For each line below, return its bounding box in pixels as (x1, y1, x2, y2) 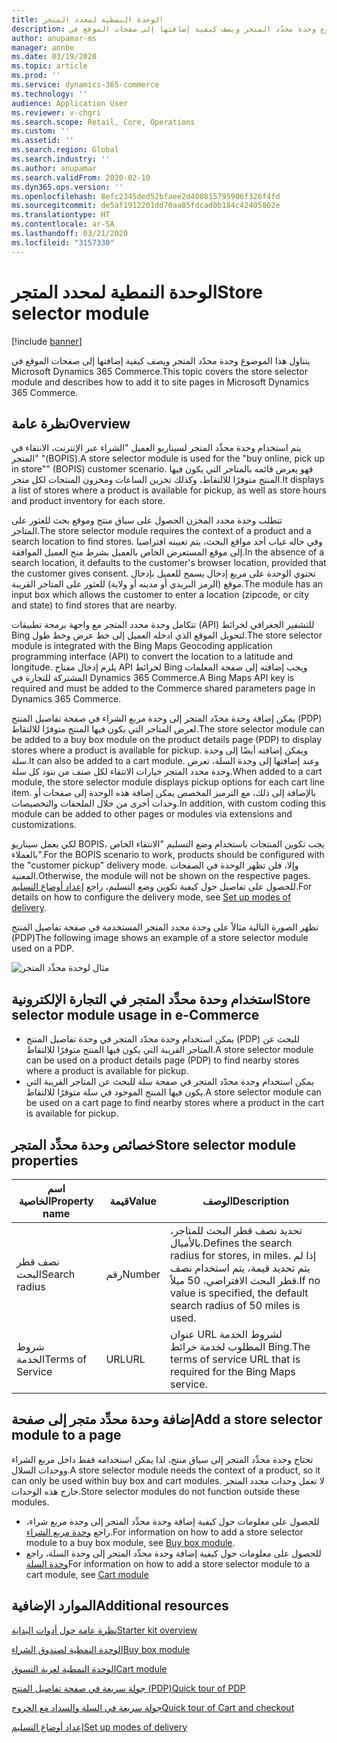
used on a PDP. (11, 942, 75, 955)
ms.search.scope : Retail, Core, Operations (11, 117, 196, 127)
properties (11, 1152, 79, 1169)
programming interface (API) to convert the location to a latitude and (11, 651, 293, 663)
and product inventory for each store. (11, 495, 166, 507)
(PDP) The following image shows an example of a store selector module (11, 932, 309, 944)
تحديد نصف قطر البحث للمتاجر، (170, 1224, 303, 1237)
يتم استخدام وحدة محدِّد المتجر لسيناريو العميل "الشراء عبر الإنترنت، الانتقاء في (11, 442, 303, 454)
